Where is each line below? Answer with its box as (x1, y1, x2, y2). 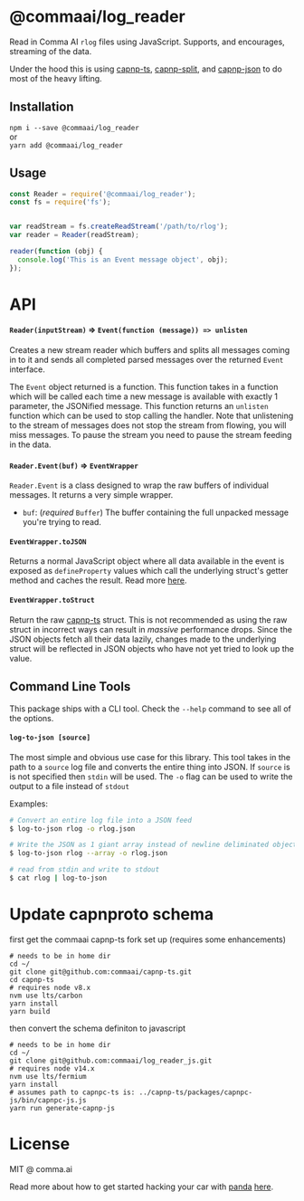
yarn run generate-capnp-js (9, 1103, 116, 1112)
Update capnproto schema (9, 904, 214, 925)
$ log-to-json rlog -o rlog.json (9, 824, 136, 834)
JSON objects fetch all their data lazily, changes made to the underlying (9, 634, 277, 644)
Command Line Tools (9, 679, 131, 694)
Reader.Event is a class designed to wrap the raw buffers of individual (9, 480, 270, 491)
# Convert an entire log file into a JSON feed (9, 815, 193, 824)
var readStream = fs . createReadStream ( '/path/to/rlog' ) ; (9, 222, 229, 232)
